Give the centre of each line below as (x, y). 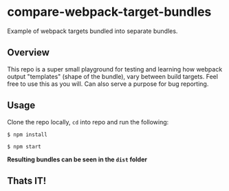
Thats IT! (27, 180)
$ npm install (28, 135)
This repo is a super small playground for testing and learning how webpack (115, 69)
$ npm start (24, 146)
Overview (29, 53)
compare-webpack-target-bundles (109, 12)
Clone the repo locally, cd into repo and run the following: (88, 122)
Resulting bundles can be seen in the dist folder (77, 159)
